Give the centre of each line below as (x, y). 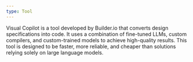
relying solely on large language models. (55, 52)
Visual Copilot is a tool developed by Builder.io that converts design (87, 28)
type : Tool (19, 11)
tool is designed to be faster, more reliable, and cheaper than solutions (91, 46)
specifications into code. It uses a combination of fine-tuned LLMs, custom (96, 34)
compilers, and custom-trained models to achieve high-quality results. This (96, 40)
